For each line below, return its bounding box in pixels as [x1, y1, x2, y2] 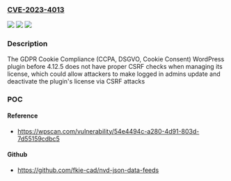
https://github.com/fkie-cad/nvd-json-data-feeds [17, 166, 159, 174]
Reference [7, 111, 38, 120]
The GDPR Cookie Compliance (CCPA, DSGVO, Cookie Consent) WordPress [7, 54, 225, 63]
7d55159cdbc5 [17, 134, 61, 143]
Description [7, 39, 48, 49]
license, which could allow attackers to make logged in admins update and [7, 70, 221, 78]
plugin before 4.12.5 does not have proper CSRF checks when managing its [7, 62, 223, 70]
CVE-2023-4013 [7, 5, 65, 15]
